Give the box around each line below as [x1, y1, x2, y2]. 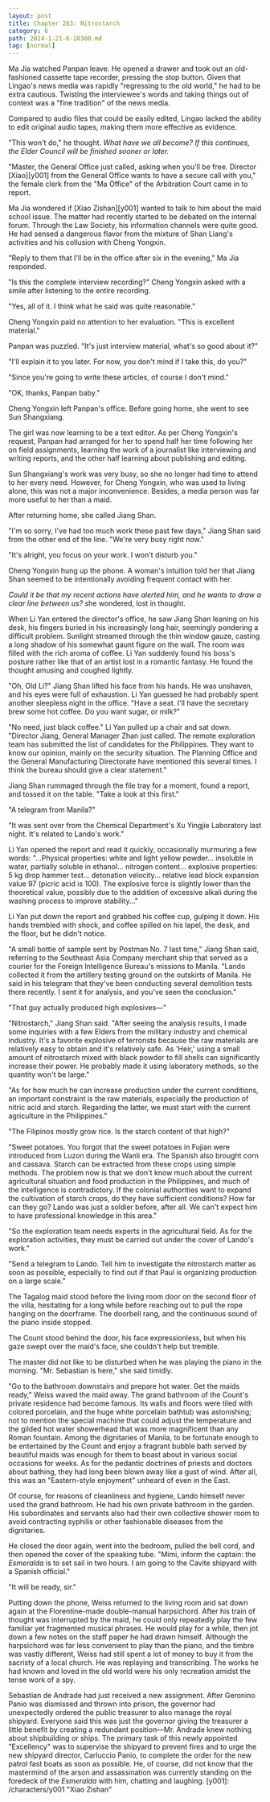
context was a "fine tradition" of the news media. [8, 98, 170, 108]
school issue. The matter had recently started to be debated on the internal [8, 212, 257, 222]
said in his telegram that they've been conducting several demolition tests [8, 979, 253, 988]
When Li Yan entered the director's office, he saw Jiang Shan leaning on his [8, 614, 260, 624]
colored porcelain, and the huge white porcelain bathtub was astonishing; [8, 1407, 252, 1417]
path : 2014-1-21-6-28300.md [8, 34, 103, 43]
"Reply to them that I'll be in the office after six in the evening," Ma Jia [8, 253, 239, 263]
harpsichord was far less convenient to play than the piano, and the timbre [8, 1641, 255, 1651]
